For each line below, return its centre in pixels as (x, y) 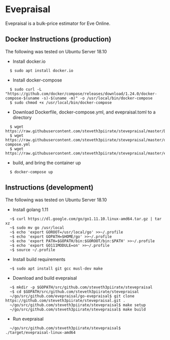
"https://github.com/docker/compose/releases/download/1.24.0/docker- (81, 94)
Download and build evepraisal (45, 278)
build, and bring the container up (47, 163)
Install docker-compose (37, 80)
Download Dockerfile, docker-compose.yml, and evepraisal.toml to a (84, 112)
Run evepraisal (28, 319)
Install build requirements (39, 259)
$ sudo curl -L (26, 89)
